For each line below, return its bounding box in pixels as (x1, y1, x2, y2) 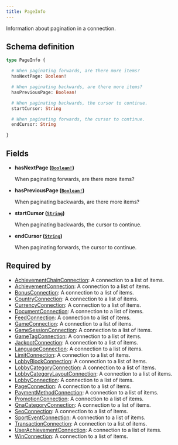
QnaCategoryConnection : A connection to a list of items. (14, 401, 151, 409)
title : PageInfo (6, 8, 46, 15)
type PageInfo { (6, 57, 46, 63)
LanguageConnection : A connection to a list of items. (14, 345, 143, 352)
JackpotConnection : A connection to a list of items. (14, 339, 139, 346)
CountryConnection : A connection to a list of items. (14, 295, 139, 302)
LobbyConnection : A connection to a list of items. (14, 376, 134, 383)
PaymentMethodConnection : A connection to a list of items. (14, 389, 159, 396)
